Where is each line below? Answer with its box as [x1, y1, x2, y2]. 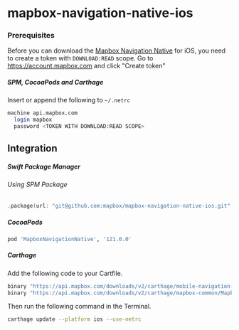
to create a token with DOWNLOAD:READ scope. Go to [7, 54, 154, 63]
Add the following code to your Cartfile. [7, 269, 123, 277]
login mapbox [14, 116, 53, 124]
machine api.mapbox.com [7, 110, 78, 117]
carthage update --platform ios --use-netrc [7, 316, 142, 323]
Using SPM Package [7, 180, 68, 189]
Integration [7, 142, 58, 154]
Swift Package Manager [7, 162, 80, 171]
